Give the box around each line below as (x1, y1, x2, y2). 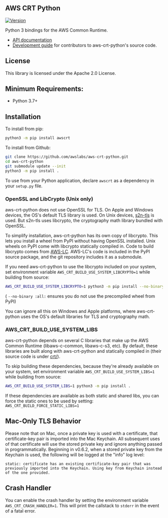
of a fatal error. (5, 507, 36, 514)
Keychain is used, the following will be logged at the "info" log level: (5, 452, 145, 458)
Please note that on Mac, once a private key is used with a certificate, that (5, 430, 158, 436)
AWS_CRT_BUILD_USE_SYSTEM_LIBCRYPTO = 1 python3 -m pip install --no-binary (5, 284, 164, 289)
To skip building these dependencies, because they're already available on (5, 363, 159, 369)
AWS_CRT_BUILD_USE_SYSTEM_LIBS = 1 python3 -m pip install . (5, 384, 131, 389)
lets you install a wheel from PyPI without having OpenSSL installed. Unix (5, 238, 156, 244)
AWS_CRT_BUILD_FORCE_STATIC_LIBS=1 (5, 403, 79, 408)
